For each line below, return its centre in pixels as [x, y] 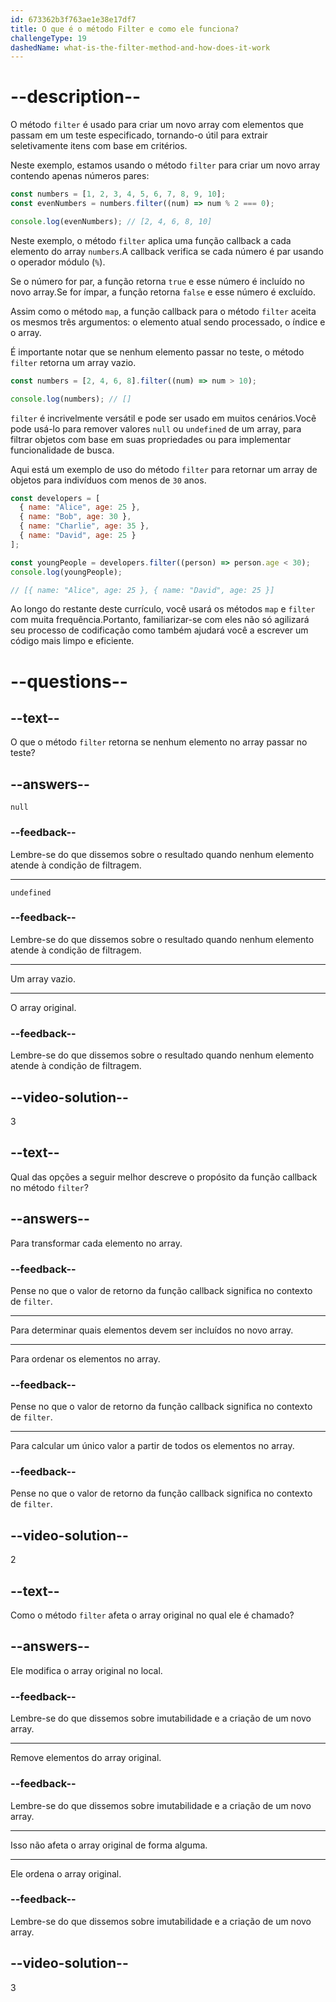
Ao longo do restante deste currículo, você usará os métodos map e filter [163, 609]
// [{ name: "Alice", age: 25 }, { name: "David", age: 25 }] [142, 590]
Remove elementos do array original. [86, 1758]
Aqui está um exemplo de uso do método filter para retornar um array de [164, 469]
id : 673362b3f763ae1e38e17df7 [73, 19]
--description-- [76, 97]
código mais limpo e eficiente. [72, 641]
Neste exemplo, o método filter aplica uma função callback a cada [151, 240]
